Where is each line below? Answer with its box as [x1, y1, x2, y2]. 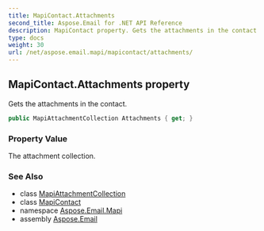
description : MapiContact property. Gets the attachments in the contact [8, 26, 258, 34]
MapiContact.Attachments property [8, 78, 190, 91]
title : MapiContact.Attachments [8, 11, 115, 20]
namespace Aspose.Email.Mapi [19, 206, 123, 215]
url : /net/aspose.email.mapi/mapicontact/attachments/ [8, 48, 193, 56]
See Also [8, 171, 44, 182]
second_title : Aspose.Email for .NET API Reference [8, 19, 182, 27]
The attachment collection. [8, 151, 96, 160]
